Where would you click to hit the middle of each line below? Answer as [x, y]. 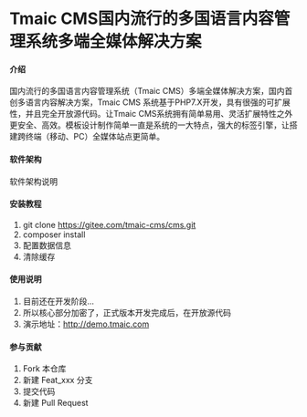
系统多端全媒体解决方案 [114, 42]
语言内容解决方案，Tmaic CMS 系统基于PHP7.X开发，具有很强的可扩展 [158, 102]
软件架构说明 [33, 181]
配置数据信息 [47, 245]
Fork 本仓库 [44, 369]
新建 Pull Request [55, 403]
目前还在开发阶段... [58, 301]
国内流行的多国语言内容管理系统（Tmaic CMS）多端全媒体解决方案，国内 [147, 91]
